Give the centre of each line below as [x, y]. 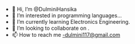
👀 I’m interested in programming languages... [67, 15]
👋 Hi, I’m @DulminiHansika [44, 9]
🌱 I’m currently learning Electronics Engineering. [71, 22]
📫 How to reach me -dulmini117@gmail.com [66, 35]
